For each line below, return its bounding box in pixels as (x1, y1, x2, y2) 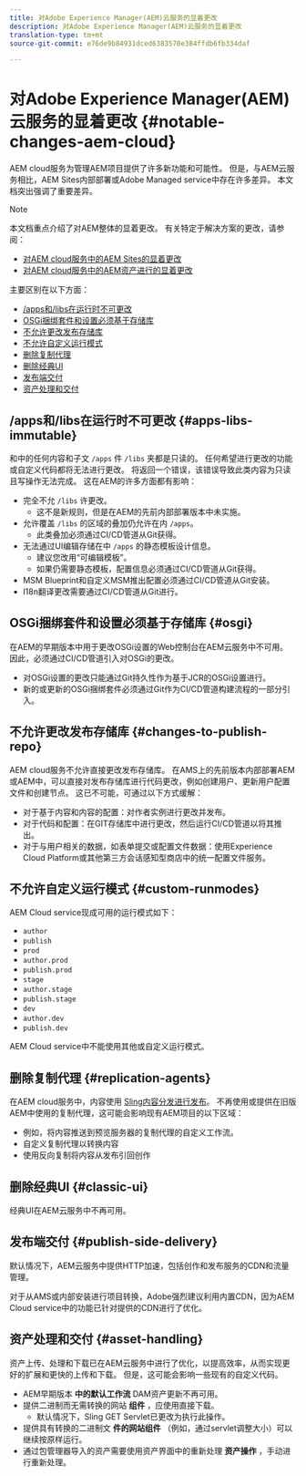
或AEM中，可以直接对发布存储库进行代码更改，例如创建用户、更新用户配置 (9, 776, 291, 787)
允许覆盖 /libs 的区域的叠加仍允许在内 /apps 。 (22, 518, 199, 529)
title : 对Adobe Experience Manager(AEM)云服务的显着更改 (9, 13, 218, 23)
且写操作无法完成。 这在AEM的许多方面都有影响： (9, 476, 198, 486)
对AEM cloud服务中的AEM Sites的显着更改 (22, 253, 182, 264)
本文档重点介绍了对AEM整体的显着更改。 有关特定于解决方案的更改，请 (9, 222, 277, 233)
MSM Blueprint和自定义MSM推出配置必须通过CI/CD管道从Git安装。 (22, 575, 275, 585)
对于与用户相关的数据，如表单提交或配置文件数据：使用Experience (22, 841, 273, 852)
